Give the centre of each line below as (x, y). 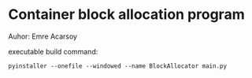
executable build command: (53, 51)
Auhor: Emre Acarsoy (43, 36)
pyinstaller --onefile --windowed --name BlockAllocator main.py (117, 66)
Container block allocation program (127, 15)
